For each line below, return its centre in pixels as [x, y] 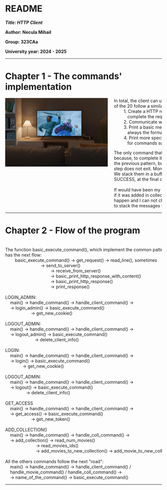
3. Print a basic [139, 127]
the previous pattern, [135, 163]
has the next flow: [24, 255]
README [24, 9]
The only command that [138, 153]
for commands [142, 143]
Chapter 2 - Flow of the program [73, 231]
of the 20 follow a [132, 106]
